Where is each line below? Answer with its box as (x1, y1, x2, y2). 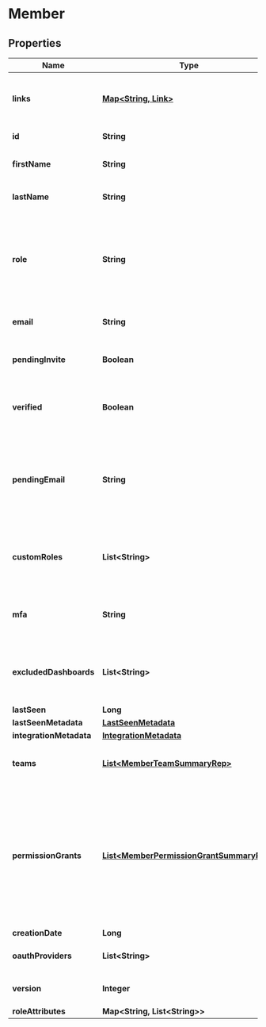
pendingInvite (12, 354, 66, 365)
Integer (101, 983, 131, 994)
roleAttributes (12, 1006, 66, 1017)
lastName (12, 191, 50, 202)
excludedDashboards (12, 667, 95, 677)
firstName (12, 159, 51, 169)
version (12, 983, 42, 994)
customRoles (12, 552, 63, 562)
